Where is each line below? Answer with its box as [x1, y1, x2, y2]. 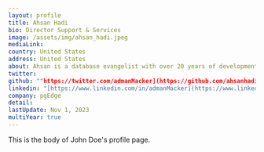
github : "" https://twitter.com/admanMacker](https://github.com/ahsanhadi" [8, 77, 262, 85]
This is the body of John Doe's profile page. [8, 135, 151, 144]
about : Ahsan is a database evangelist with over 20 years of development [8, 63, 258, 71]
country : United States [8, 48, 86, 56]
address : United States [8, 56, 86, 63]
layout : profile [8, 11, 61, 20]
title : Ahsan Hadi [8, 19, 68, 27]
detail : [8, 99, 34, 107]
